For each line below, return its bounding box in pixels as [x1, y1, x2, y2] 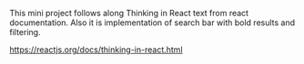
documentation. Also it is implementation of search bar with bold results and [9, 17, 296, 28]
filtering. [9, 27, 41, 37]
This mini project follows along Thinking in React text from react [9, 8, 248, 18]
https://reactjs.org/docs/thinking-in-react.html [9, 44, 184, 55]
